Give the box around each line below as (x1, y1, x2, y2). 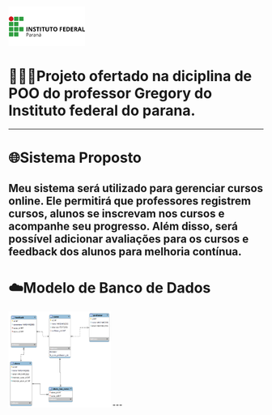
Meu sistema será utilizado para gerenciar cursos (8, 181, 264, 195)
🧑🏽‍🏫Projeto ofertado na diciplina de (8, 67, 253, 86)
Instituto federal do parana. (8, 101, 196, 120)
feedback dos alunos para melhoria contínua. (8, 245, 242, 259)
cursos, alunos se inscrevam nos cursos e (8, 207, 225, 220)
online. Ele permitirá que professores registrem (8, 194, 252, 207)
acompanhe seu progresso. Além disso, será (8, 219, 239, 233)
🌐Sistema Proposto (8, 148, 142, 167)
